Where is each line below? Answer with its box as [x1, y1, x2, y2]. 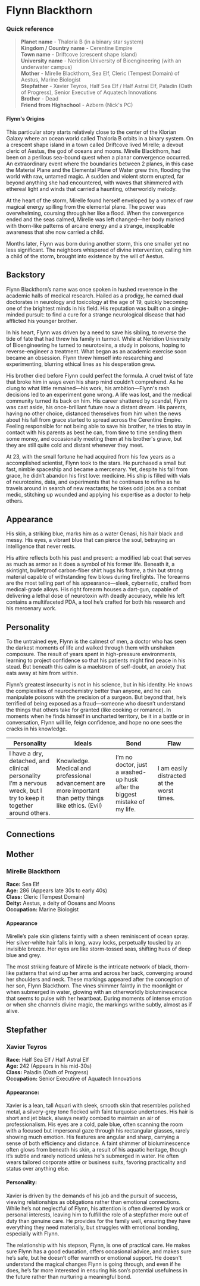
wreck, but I [9, 786, 42, 795]
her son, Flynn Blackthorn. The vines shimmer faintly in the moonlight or [6, 982, 183, 989]
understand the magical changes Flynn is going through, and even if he [6, 1260, 181, 1268]
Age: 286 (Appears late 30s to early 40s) [6, 887, 108, 894]
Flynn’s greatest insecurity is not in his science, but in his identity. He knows [6, 681, 193, 688]
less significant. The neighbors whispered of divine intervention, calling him [6, 246, 192, 253]
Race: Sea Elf [6, 881, 40, 888]
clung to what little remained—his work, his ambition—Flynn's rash [6, 384, 170, 391]
